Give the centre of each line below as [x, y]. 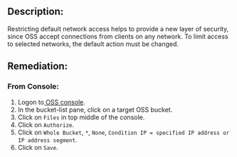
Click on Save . [38, 147]
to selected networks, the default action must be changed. [93, 44]
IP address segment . [47, 140]
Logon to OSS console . [51, 102]
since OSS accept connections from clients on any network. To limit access [118, 36]
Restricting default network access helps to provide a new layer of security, [118, 28]
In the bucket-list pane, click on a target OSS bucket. [95, 109]
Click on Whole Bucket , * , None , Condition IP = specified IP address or [123, 132]
